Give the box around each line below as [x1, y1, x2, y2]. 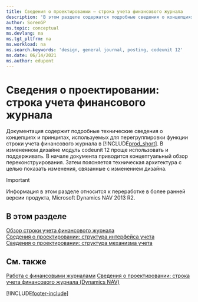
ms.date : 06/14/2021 [6, 52, 57, 58]
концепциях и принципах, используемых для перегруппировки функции [6, 134, 189, 141]
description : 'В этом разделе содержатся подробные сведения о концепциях [6, 14, 194, 20]
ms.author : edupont [6, 58, 54, 64]
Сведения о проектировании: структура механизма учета [6, 240, 153, 247]
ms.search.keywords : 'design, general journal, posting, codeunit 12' [6, 47, 183, 53]
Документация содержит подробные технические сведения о [6, 128, 163, 135]
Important [6, 177, 30, 184]
